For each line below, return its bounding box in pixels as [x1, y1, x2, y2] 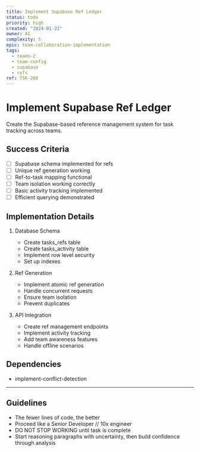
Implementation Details [6, 211, 95, 221]
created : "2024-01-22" [6, 25, 62, 32]
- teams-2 [11, 53, 36, 59]
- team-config [11, 58, 46, 64]
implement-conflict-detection [14, 375, 87, 382]
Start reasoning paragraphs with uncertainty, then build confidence [14, 433, 180, 440]
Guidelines [6, 398, 47, 408]
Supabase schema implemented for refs [14, 160, 113, 167]
